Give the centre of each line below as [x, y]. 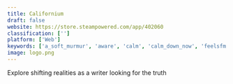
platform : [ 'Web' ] [34, 40]
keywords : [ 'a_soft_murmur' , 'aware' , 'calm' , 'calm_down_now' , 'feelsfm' [118, 46]
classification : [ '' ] [39, 33]
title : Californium [36, 14]
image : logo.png [31, 53]
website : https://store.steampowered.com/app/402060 [85, 27]
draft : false [26, 20]
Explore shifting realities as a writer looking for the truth [87, 72]
